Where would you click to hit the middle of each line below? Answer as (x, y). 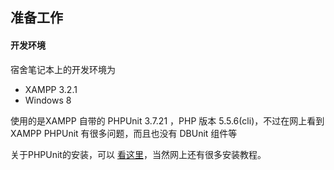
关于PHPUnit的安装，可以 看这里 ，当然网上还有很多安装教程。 (138, 154)
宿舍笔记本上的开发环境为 (63, 69)
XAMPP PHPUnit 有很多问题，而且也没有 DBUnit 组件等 (124, 133)
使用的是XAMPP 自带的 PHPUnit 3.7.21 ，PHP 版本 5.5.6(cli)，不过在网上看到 (167, 120)
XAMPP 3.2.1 (51, 89)
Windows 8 (48, 100)
